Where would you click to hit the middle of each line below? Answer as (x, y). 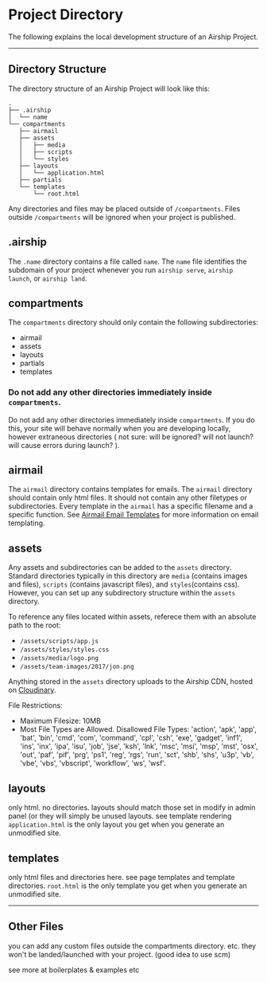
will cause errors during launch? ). (64, 445)
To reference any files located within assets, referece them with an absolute (132, 617)
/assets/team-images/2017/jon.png (77, 667)
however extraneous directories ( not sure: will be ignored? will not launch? (131, 437)
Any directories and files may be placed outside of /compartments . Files (124, 208)
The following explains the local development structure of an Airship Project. (133, 37)
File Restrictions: (35, 705)
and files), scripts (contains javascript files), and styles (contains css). (124, 584)
